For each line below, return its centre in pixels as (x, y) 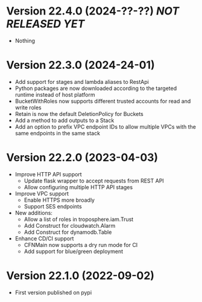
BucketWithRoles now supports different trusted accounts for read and (103, 101)
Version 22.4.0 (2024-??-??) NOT (93, 11)
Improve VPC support (42, 193)
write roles (28, 108)
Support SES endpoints (53, 206)
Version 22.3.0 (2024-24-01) (80, 65)
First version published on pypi (53, 292)
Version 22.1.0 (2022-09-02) (80, 275)
